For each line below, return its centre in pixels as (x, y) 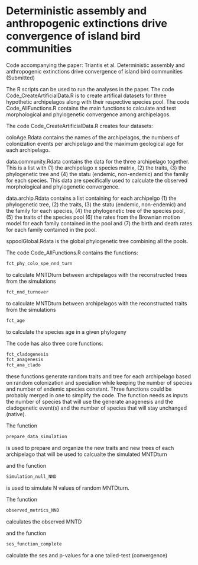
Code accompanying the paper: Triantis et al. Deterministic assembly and (95, 65)
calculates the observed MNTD (44, 521)
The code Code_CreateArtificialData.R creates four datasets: (80, 126)
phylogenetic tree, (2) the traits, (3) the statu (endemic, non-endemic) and (96, 204)
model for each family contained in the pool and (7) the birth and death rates (99, 223)
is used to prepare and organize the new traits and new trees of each (90, 448)
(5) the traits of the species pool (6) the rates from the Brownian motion (93, 217)
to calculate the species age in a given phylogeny (66, 332)
